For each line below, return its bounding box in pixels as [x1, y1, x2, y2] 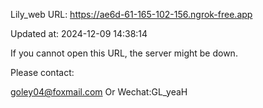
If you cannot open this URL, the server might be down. [10, 47, 238, 59]
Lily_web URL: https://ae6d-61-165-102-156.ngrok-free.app [10, 9, 253, 20]
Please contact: [10, 67, 75, 78]
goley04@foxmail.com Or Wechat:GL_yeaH [10, 86, 188, 98]
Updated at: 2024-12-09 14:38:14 [10, 28, 148, 39]
